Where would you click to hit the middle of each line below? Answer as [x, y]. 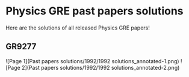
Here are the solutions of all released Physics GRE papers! [78, 28]
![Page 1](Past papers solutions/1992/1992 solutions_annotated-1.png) [92, 61]
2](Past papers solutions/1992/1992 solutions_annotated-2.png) [101, 67]
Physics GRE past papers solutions [95, 11]
